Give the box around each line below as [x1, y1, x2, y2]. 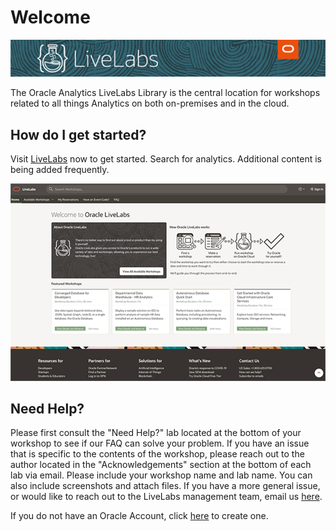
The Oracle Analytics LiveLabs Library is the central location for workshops [10, 87, 321, 99]
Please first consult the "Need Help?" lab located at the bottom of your [10, 427, 302, 439]
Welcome [10, 6, 91, 29]
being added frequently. [10, 163, 110, 175]
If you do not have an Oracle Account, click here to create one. [10, 510, 269, 522]
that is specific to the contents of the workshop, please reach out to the [10, 448, 305, 460]
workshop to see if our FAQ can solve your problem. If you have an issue [10, 437, 310, 450]
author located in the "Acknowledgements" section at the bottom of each [10, 459, 312, 471]
